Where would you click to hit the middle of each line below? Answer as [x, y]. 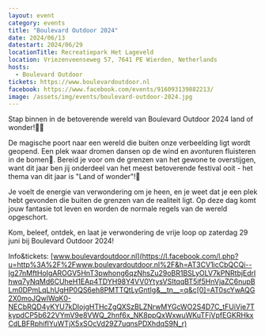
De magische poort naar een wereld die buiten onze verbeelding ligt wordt [129, 143]
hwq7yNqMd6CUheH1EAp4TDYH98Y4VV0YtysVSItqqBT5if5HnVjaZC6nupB [132, 281]
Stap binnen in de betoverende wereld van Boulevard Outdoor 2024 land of [131, 119]
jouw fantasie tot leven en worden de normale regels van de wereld [118, 209]
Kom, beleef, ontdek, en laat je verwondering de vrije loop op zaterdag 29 [128, 233]
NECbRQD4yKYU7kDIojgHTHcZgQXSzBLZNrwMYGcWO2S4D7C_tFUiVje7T [131, 307]
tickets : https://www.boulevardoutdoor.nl [79, 82]
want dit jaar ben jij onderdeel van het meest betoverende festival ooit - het [131, 168]
